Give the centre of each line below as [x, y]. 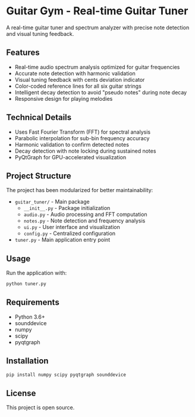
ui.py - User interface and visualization [72, 227]
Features [23, 53]
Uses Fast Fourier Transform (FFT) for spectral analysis [82, 132]
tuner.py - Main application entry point [62, 240]
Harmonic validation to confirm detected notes [72, 144]
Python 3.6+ [30, 317]
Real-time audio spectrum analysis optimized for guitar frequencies [97, 67]
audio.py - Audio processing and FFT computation [85, 214]
